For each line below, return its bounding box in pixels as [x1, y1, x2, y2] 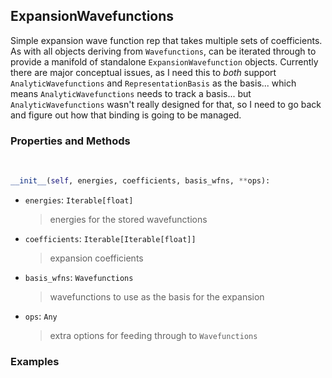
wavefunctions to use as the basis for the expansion [49, 290, 265, 303]
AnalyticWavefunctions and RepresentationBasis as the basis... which [10, 77, 297, 89]
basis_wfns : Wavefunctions [24, 271, 134, 283]
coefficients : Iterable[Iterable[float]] [24, 232, 197, 244]
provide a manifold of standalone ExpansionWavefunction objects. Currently [10, 55, 319, 68]
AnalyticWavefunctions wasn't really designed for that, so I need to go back [10, 98, 322, 110]
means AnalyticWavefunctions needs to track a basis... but [10, 87, 252, 99]
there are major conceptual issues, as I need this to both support [10, 66, 277, 78]
